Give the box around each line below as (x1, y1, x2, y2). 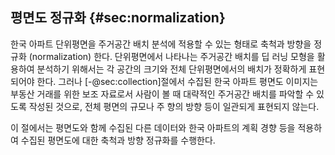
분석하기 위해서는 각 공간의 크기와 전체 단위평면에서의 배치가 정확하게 (36, 63, 307, 75)
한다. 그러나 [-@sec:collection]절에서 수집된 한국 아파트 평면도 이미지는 (36, 75, 319, 87)
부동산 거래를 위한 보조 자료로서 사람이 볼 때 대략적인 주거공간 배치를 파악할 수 (10, 88, 315, 100)
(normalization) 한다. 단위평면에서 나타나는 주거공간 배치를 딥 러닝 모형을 (28, 50, 315, 62)
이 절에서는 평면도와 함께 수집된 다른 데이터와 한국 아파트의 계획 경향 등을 (10, 121, 296, 133)
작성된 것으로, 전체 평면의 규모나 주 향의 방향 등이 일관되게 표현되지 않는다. (28, 100, 320, 112)
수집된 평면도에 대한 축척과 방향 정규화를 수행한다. (20, 134, 216, 146)
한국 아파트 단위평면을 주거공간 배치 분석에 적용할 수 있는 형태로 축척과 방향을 (10, 38, 312, 50)
